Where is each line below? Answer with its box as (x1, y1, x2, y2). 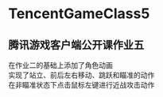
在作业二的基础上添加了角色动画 (8, 61, 113, 69)
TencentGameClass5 (8, 5, 150, 23)
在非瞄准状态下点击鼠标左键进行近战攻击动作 (8, 80, 155, 89)
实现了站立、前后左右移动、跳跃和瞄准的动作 (8, 70, 155, 80)
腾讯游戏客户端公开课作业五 (8, 38, 145, 51)
